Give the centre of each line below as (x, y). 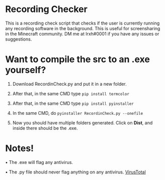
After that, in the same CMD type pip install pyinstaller (73, 103)
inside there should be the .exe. (45, 128)
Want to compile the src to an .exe (77, 59)
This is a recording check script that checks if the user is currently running (82, 23)
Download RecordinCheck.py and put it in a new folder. (69, 84)
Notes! (20, 148)
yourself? (26, 70)
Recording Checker (47, 9)
